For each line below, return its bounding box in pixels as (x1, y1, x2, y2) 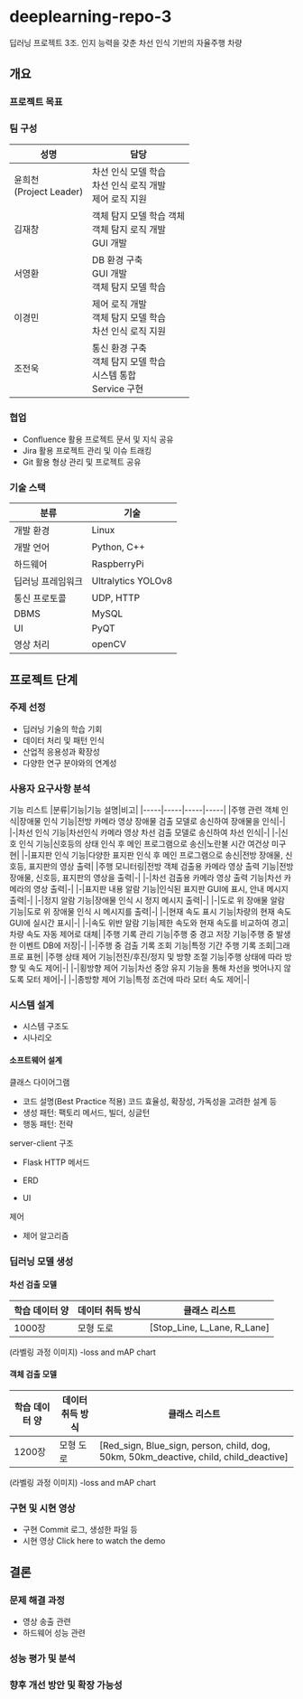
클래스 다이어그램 (9, 1076, 70, 1087)
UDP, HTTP (91, 592, 141, 605)
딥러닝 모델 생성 (9, 1254, 74, 1267)
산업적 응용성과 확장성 (22, 746, 101, 756)
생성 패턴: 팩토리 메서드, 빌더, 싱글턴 (22, 1107, 151, 1118)
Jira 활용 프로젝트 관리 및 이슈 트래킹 (22, 445, 152, 455)
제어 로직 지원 (91, 192, 147, 205)
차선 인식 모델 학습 (91, 165, 167, 178)
